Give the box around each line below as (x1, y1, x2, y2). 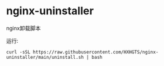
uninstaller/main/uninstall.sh (6, 54, 84, 60)
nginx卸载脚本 (6, 24, 41, 32)
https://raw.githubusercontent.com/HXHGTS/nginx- (32, 49, 159, 55)
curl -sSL (6, 49, 31, 55)
